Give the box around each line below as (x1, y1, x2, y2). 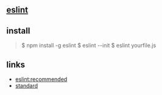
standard (15, 82, 39, 90)
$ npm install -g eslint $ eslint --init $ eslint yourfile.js (21, 42, 156, 49)
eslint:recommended (15, 76, 67, 83)
